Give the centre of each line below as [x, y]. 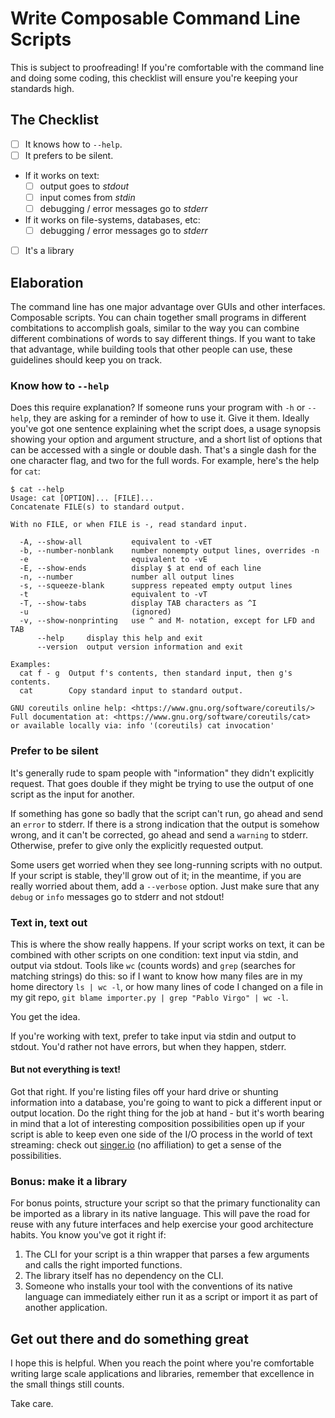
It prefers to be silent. [69, 155]
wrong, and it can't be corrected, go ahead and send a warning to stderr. [159, 834]
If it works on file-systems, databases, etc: [112, 220]
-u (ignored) [95, 612]
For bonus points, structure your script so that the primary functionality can [165, 1203]
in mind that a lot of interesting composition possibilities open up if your [158, 1124]
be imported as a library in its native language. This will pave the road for [160, 1214]
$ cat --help [37, 490]
